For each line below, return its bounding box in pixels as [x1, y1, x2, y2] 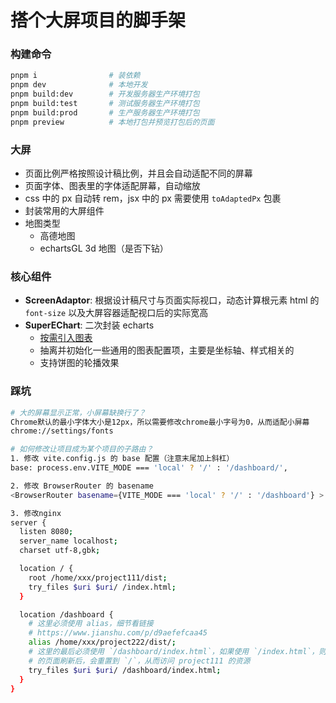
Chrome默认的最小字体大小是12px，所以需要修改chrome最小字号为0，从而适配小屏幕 [10, 417, 310, 427]
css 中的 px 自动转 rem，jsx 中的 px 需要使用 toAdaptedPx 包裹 [24, 192, 282, 205]
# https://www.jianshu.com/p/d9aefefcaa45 [28, 628, 208, 638]
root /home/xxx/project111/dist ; [28, 572, 168, 583]
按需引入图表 [39, 332, 93, 344]
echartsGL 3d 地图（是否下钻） [39, 242, 169, 255]
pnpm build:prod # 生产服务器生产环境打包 [10, 107, 200, 118]
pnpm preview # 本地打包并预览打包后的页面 [10, 117, 215, 127]
